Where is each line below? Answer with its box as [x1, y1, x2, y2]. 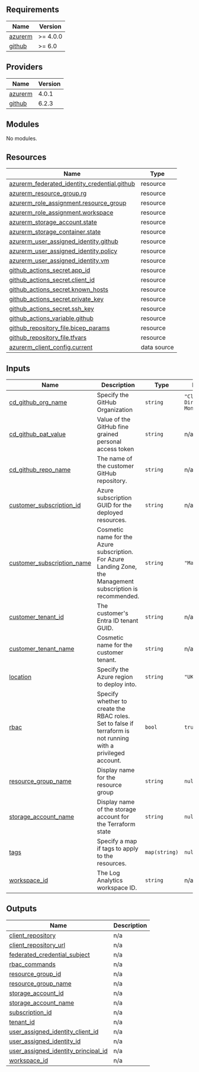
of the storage [97, 805, 136, 813]
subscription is [97, 585, 138, 593]
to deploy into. [97, 680, 137, 688]
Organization [97, 405, 133, 414]
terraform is [97, 727, 130, 735]
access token [97, 445, 134, 453]
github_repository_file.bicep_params [9, 324, 110, 332]
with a [97, 742, 114, 750]
